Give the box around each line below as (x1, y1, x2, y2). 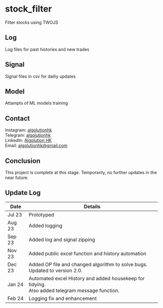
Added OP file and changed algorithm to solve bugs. (29, 261, 148, 268)
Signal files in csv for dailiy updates (5, 73, 76, 79)
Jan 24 (7, 281, 24, 288)
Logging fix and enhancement (29, 295, 97, 302)
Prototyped (29, 211, 54, 218)
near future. (5, 175, 29, 180)
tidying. (29, 281, 46, 288)
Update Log (5, 189, 41, 197)
